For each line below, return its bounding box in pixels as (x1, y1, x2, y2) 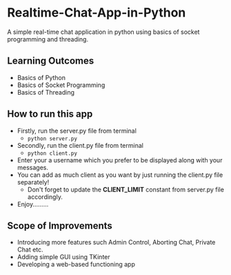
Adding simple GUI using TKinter (17, 253, 110, 261)
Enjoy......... (17, 200, 49, 208)
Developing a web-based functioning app (17, 260, 136, 269)
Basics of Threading (17, 88, 74, 96)
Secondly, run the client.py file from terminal (17, 141, 143, 149)
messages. (17, 163, 49, 171)
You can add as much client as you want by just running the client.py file (17, 171, 223, 179)
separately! (17, 178, 50, 186)
